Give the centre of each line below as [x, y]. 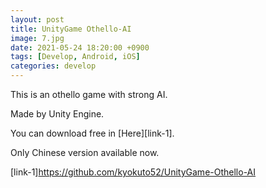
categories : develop [53, 66]
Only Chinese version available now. [85, 152]
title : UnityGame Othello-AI [71, 29]
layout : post [37, 19]
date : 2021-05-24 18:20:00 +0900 [80, 47]
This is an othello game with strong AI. [89, 94]
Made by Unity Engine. [57, 114]
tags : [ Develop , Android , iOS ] [75, 57]
